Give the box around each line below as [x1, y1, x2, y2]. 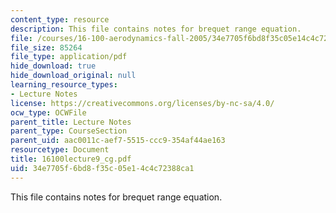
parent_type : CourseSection [10, 126, 128, 136]
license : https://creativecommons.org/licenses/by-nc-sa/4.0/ [10, 98, 275, 108]
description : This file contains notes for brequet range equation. [10, 24, 302, 34]
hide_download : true [10, 61, 97, 71]
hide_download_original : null [10, 71, 137, 81]
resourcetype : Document [10, 145, 110, 155]
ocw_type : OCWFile [10, 107, 87, 118]
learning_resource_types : [10, 80, 118, 90]
